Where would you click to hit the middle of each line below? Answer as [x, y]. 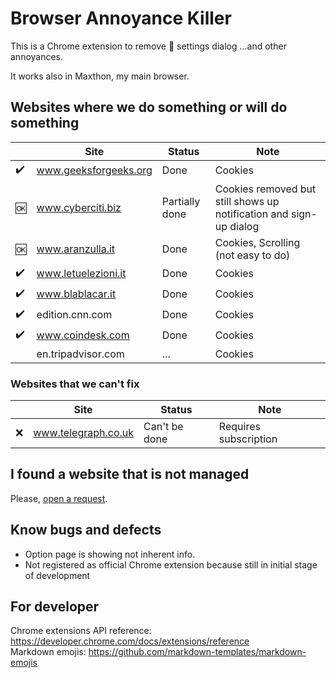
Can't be [163, 427]
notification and [251, 214]
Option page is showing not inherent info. [110, 554]
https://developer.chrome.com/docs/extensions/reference [130, 641]
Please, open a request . [59, 498]
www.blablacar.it [76, 294]
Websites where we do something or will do [149, 107]
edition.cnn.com [74, 315]
